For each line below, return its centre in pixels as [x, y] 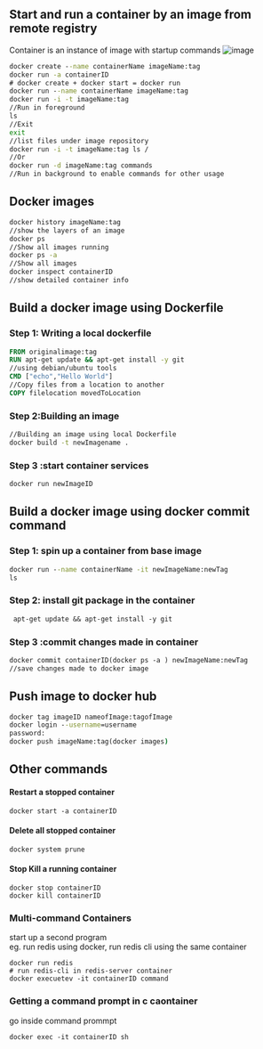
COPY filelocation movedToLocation [75, 393]
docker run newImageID [51, 484]
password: [28, 734]
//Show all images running [59, 247]
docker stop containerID [55, 888]
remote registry [53, 29]
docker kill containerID [55, 896]
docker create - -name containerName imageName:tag [105, 66]
